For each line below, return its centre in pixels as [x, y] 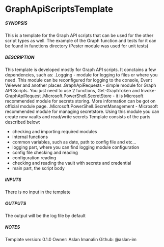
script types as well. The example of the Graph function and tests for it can [81, 41]
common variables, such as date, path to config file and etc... [74, 142]
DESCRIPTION [20, 57]
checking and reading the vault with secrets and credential [71, 163]
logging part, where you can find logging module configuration [76, 147]
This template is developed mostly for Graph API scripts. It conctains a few [81, 70]
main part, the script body [38, 168]
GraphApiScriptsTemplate [59, 9]
